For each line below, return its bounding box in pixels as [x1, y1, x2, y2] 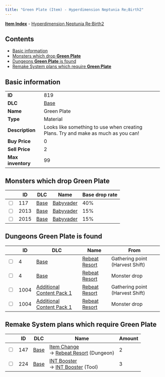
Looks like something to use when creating [43, 124, 142, 131]
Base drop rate [82, 191, 118, 198]
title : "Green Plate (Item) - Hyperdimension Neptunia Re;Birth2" [5, 7, 144, 12]
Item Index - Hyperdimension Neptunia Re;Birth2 [5, 21, 104, 27]
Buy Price [7, 138, 31, 145]
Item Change [49, 343, 80, 350]
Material [43, 116, 63, 123]
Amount [119, 335, 138, 342]
